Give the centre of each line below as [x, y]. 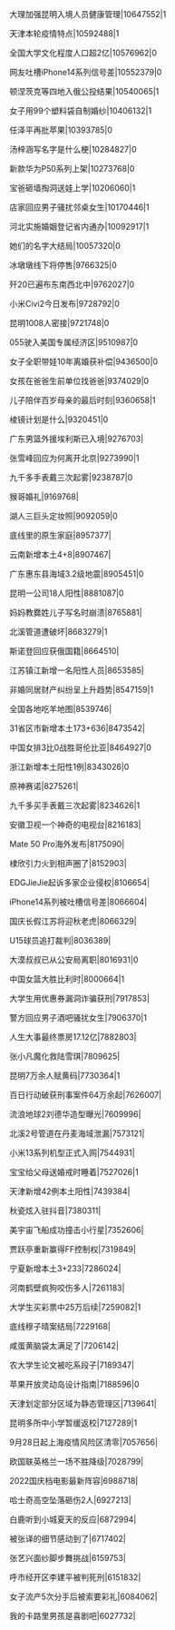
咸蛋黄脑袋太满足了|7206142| [64, 1346]
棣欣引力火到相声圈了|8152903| [68, 863]
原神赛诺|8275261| [44, 786]
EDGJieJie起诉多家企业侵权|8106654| [80, 883]
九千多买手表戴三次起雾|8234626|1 [75, 805]
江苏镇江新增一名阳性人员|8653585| [77, 670]
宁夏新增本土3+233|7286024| [65, 1269]
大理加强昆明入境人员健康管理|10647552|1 [88, 14]
